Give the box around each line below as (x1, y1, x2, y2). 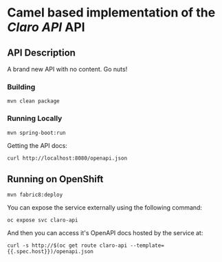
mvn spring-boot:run (7, 129, 67, 136)
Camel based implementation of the (7, 5, 216, 21)
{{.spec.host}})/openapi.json (7, 248, 94, 255)
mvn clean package (7, 98, 60, 105)
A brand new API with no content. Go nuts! (7, 65, 128, 73)
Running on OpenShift (7, 173, 104, 185)
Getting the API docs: (7, 141, 67, 149)
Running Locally (7, 113, 63, 123)
